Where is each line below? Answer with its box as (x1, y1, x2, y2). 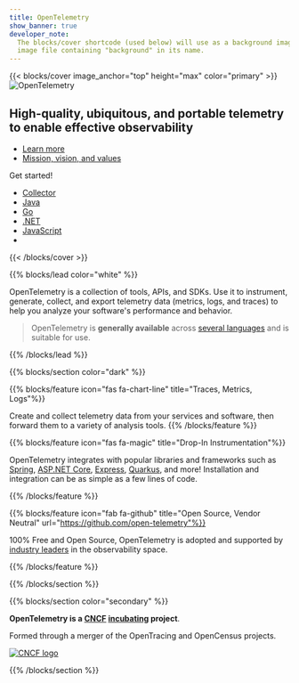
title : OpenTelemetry (9, 12, 90, 22)
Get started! (9, 170, 53, 181)
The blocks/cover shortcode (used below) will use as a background (17, 37, 273, 47)
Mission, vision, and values (21, 152, 122, 163)
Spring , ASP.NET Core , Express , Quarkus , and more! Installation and (9, 464, 260, 475)
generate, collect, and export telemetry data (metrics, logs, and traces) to (9, 296, 279, 306)
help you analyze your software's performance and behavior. (9, 305, 233, 316)
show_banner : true (9, 21, 77, 30)
